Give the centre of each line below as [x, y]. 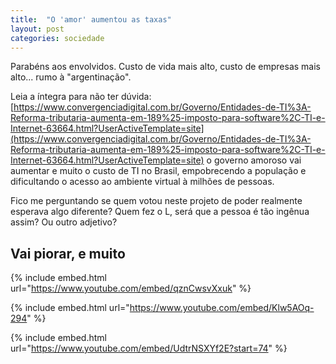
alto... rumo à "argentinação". [71, 77]
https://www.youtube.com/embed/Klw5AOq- [222, 308]
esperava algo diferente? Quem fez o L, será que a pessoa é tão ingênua [160, 212]
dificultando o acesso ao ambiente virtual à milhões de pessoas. [142, 182]
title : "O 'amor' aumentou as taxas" [91, 19]
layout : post [37, 29]
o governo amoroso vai [254, 160]
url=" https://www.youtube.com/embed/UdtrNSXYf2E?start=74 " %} [149, 348]
